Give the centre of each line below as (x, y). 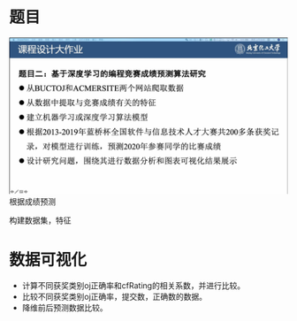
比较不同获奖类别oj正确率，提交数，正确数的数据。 (114, 297)
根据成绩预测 (32, 202)
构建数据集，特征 (40, 220)
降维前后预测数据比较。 (65, 308)
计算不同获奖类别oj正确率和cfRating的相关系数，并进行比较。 (133, 286)
